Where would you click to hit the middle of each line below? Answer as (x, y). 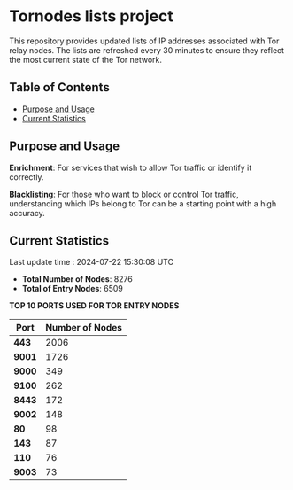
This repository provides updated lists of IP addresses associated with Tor (144, 41)
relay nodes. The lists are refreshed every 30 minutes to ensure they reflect (147, 50)
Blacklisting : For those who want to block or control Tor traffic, (124, 194)
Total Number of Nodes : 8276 (77, 279)
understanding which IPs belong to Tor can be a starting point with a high (143, 203)
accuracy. (27, 213)
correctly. (27, 177)
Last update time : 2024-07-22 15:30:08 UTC (92, 262)
